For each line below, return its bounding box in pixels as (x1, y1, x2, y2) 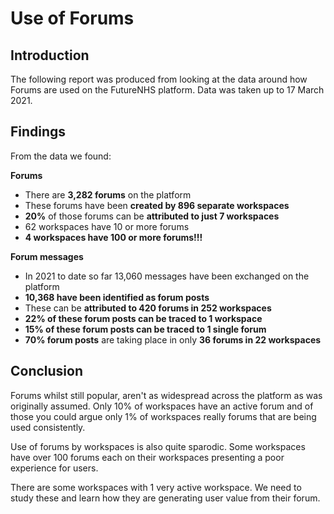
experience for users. (10, 462, 99, 474)
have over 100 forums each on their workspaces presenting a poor (10, 451, 285, 463)
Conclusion (10, 363, 84, 380)
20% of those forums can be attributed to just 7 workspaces (24, 210, 280, 222)
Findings (10, 123, 67, 141)
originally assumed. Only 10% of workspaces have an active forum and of (10, 400, 314, 412)
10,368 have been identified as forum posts (24, 291, 210, 303)
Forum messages (10, 250, 84, 262)
